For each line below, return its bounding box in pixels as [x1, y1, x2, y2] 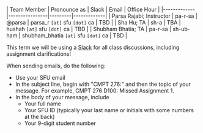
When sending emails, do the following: [6, 62, 106, 69]
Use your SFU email [15, 74, 65, 81]
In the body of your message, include [15, 94, 109, 101]
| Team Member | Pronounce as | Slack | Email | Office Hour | [6, 6, 160, 13]
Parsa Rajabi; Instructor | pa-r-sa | [111, 12, 197, 20]
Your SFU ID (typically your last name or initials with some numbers [24, 107, 194, 113]
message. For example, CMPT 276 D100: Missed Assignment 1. [15, 87, 174, 94]
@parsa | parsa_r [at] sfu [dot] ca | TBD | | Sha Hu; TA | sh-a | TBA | [6, 19, 182, 26]
